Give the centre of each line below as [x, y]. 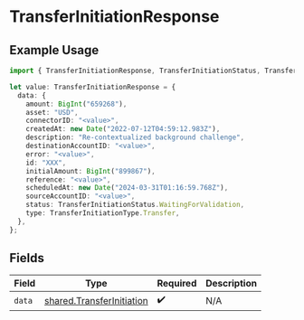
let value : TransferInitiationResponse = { [93, 87]
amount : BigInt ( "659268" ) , [76, 104]
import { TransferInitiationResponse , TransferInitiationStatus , [135, 71]
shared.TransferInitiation [96, 300]
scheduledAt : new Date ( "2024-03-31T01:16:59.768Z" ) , [127, 188]
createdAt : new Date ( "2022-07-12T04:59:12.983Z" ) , [123, 129]
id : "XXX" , [46, 163]
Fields [27, 258]
